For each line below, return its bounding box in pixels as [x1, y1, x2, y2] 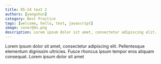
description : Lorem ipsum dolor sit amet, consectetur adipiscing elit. [5, 30, 157, 35]
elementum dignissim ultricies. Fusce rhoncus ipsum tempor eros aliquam [5, 48, 155, 54]
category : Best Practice [5, 16, 56, 21]
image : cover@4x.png [5, 25, 48, 30]
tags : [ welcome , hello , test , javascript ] [5, 21, 93, 26]
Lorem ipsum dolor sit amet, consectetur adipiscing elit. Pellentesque [5, 43, 145, 49]
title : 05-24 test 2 [5, 7, 48, 12]
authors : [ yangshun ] [5, 12, 48, 17]
